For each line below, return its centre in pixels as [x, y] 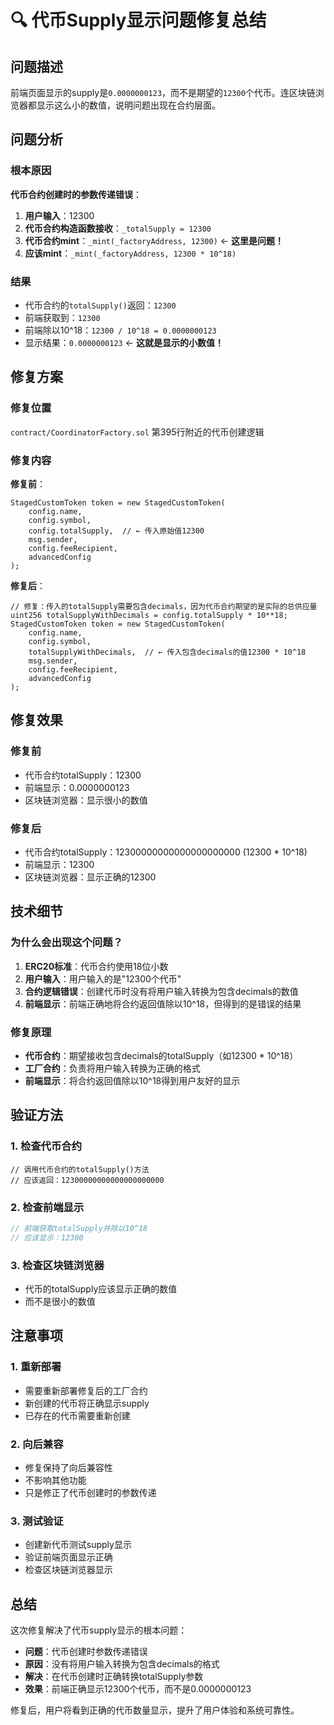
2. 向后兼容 [37, 1444]
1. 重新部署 [36, 1367]
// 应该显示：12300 [47, 1237]
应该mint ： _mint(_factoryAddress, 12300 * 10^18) [130, 253]
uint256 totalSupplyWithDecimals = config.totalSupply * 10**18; [149, 615]
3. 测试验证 [37, 1521]
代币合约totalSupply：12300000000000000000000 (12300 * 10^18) [166, 852]
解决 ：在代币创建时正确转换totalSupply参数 [114, 1677]
